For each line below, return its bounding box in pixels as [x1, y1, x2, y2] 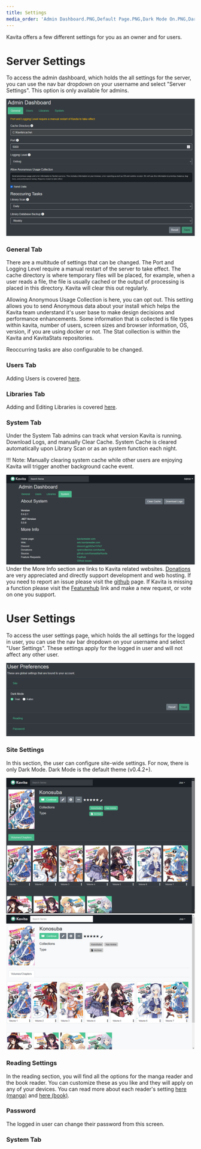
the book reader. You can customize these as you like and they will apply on [6, 1079, 193, 1086]
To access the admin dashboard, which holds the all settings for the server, [6, 74, 191, 81]
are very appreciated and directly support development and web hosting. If [6, 571, 191, 579]
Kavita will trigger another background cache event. [6, 463, 134, 470]
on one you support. [6, 591, 56, 598]
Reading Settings [6, 1059, 57, 1067]
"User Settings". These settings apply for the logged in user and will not [6, 644, 183, 651]
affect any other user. [6, 651, 59, 658]
